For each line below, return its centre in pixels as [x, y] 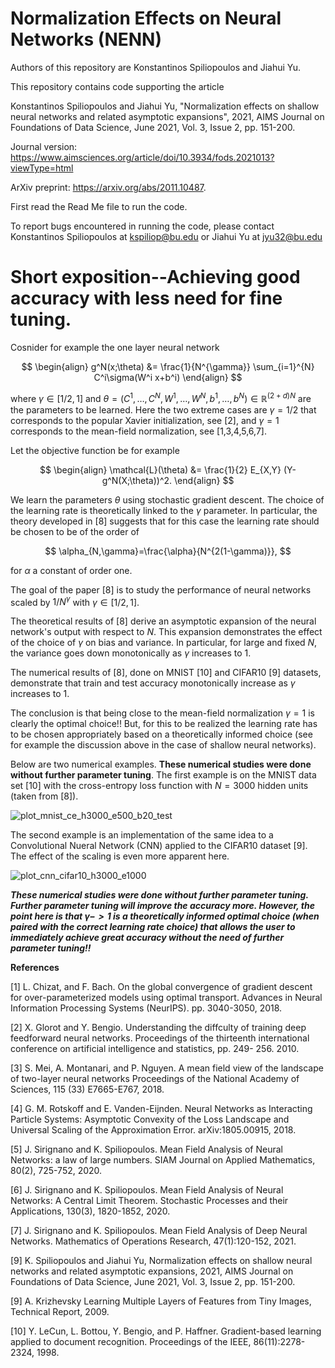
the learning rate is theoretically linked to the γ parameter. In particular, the [164, 510]
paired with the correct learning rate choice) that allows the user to [153, 927]
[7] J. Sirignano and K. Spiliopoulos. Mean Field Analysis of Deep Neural [159, 1231]
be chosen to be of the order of [75, 531]
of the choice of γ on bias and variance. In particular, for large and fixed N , [164, 643]
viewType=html [42, 168]
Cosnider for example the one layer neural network [115, 347]
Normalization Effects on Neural [146, 18]
